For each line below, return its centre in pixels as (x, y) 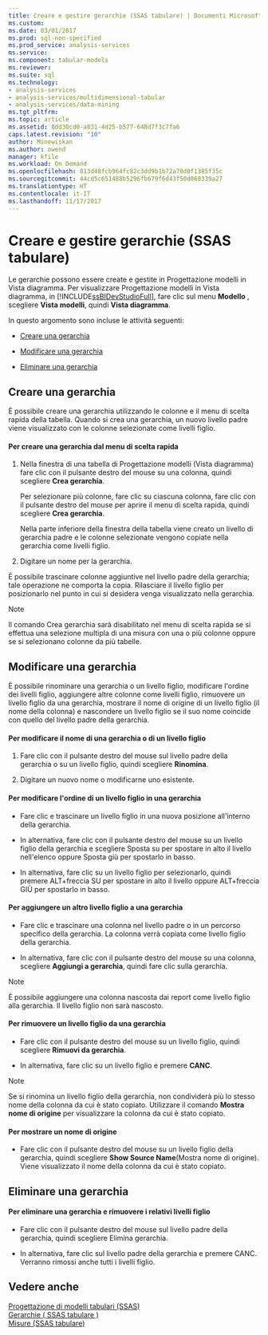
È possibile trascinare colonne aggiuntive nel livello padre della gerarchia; (129, 577)
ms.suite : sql (32, 75)
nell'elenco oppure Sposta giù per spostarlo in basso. (108, 857)
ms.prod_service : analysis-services (69, 45)
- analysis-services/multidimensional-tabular (87, 97)
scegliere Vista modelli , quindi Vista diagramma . (89, 305)
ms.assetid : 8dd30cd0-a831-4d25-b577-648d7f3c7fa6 (94, 127)
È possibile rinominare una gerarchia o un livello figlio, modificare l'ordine (129, 686)
